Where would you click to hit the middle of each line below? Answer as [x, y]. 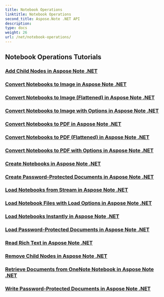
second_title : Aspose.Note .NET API [42, 19]
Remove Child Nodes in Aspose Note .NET [56, 256]
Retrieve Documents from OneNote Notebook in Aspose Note [80, 269]
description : [18, 23]
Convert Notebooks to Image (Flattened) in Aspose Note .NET [80, 98]
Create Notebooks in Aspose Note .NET [53, 164]
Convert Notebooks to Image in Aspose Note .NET [66, 84]
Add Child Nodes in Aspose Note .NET [51, 71]
